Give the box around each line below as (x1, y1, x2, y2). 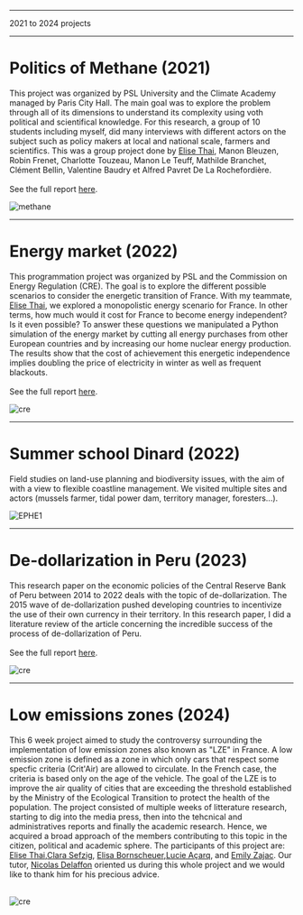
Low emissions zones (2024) (9, 705, 231, 725)
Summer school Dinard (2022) (9, 444, 241, 465)
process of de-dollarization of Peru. (9, 628, 142, 639)
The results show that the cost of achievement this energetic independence (9, 347, 290, 358)
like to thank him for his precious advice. (9, 868, 160, 880)
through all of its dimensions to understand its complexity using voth (9, 106, 264, 117)
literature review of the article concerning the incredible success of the (9, 618, 273, 629)
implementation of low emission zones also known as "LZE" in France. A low (9, 744, 293, 754)
